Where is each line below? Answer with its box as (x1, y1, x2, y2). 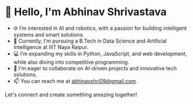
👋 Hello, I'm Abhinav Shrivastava (5, 5, 167, 19)
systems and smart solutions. (13, 31, 85, 38)
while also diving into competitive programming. (13, 58, 129, 65)
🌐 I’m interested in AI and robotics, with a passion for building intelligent (13, 25, 187, 32)
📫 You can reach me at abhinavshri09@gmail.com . (13, 77, 137, 84)
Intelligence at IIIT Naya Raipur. (13, 43, 88, 50)
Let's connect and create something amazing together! (5, 91, 137, 98)
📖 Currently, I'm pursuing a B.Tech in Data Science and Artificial (13, 37, 167, 44)
